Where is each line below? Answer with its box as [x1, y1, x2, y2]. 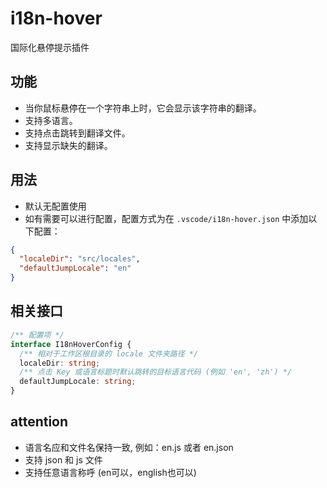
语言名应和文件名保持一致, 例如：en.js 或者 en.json [24, 441, 234, 453]
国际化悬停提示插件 [10, 41, 90, 53]
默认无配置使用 [24, 200, 87, 212]
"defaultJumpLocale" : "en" [19, 263, 132, 274]
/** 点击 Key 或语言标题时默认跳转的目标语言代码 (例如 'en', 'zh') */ [19, 367, 293, 377]
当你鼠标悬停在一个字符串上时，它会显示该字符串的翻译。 [24, 102, 262, 114]
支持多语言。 [24, 114, 78, 126]
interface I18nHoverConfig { [10, 339, 132, 349]
